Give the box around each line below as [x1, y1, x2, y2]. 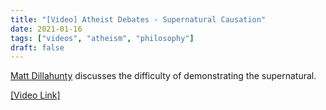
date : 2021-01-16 [10, 24, 83, 34]
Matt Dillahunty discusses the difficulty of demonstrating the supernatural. [10, 70, 317, 82]
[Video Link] [10, 89, 61, 101]
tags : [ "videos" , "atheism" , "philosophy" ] [10, 33, 195, 43]
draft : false [10, 42, 65, 53]
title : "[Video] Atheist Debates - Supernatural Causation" [10, 14, 267, 25]
